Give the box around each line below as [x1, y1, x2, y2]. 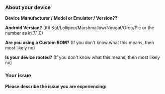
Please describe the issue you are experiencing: [5, 83, 107, 89]
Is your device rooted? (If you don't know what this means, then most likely [5, 54, 160, 60]
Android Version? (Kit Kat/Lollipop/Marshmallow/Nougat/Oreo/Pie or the [5, 25, 155, 31]
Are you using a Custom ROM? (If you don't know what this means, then [5, 40, 154, 46]
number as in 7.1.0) [5, 30, 43, 36]
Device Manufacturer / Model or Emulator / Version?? [5, 15, 118, 21]
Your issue [5, 72, 31, 79]
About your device [5, 4, 51, 11]
